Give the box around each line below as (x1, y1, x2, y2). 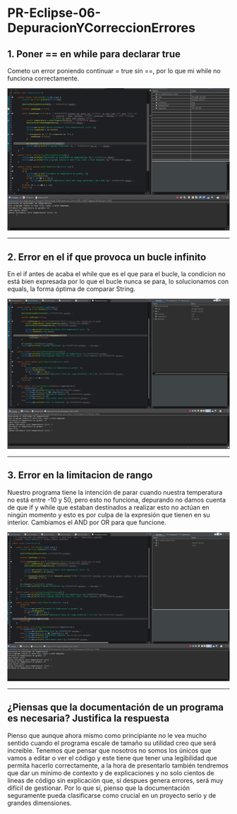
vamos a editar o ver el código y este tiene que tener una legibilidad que (7, 753, 217, 762)
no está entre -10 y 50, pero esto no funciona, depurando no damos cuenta (7, 495, 226, 504)
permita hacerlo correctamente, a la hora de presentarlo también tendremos (7, 761, 229, 770)
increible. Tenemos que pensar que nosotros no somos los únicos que (7, 746, 212, 755)
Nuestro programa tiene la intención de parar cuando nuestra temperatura (7, 488, 223, 496)
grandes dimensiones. (7, 798, 72, 807)
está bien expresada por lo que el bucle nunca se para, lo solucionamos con (7, 277, 229, 286)
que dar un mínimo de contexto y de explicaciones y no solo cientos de (7, 768, 214, 777)
